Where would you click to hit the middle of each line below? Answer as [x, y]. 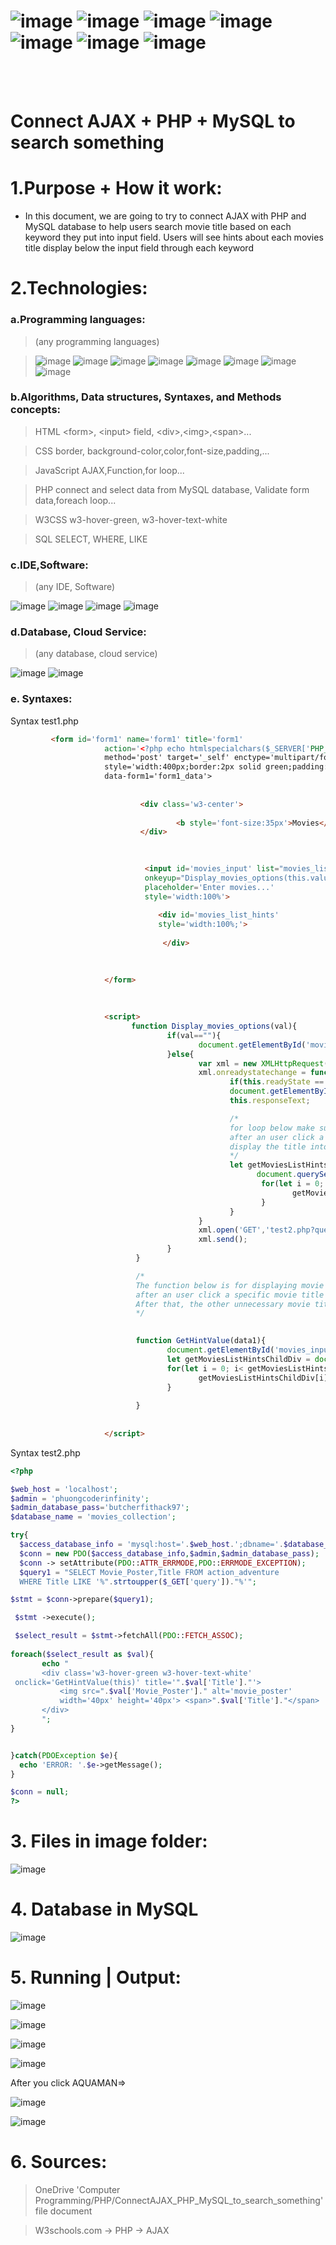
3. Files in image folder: [109, 1841]
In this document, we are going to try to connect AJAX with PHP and [165, 216]
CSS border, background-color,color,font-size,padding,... [152, 451]
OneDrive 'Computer [77, 2189]
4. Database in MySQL [104, 1909]
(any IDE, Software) [75, 587]
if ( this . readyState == [277, 1082]
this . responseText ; [270, 1101]
